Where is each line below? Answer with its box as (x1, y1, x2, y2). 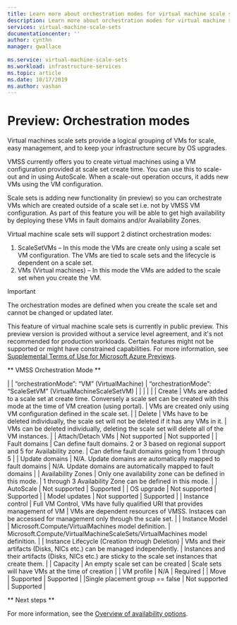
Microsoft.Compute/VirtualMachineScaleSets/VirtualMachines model (7, 530, 207, 538)
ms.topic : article (7, 69, 61, 76)
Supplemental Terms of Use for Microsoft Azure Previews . (7, 352, 176, 361)
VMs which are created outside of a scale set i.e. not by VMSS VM (7, 201, 200, 210)
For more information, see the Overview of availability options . (7, 609, 188, 618)
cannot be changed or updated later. (7, 309, 114, 317)
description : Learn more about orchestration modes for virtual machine (7, 17, 226, 24)
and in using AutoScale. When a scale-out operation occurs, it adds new (18, 172, 229, 181)
